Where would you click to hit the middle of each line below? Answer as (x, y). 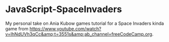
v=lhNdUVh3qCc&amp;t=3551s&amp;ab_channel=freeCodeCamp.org (79, 34)
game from (17, 28)
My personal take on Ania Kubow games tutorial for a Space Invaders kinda (85, 23)
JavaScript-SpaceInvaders (64, 9)
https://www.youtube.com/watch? (65, 28)
